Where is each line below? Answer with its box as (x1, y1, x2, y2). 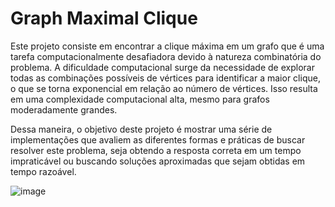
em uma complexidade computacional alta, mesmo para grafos (10, 93, 270, 105)
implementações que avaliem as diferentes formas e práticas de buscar (10, 133, 306, 146)
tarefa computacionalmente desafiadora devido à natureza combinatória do (10, 50, 322, 62)
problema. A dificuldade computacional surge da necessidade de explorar (10, 61, 315, 73)
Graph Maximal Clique (10, 7, 198, 30)
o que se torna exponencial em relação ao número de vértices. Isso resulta (10, 82, 318, 94)
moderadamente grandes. (10, 103, 118, 116)
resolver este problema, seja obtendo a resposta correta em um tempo (10, 144, 302, 156)
